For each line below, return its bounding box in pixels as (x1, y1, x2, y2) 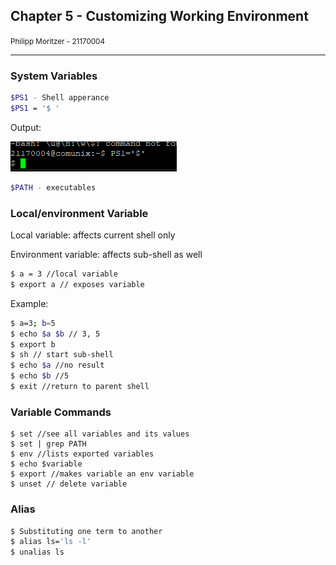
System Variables (10, 69, 98, 83)
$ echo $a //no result (10, 360, 105, 371)
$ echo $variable (10, 459, 83, 469)
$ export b (10, 339, 56, 349)
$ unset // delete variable (10, 479, 128, 489)
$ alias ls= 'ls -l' (10, 537, 92, 547)
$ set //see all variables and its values (10, 429, 190, 439)
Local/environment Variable (10, 206, 149, 220)
